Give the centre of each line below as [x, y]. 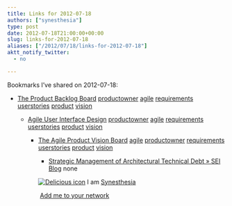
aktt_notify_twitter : [39, 53]
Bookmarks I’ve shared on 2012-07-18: [63, 85]
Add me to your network [75, 195]
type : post [23, 26]
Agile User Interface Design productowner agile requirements [115, 119]
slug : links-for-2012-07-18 [48, 40]
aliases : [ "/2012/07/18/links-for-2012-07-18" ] [77, 46]
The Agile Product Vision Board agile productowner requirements [131, 140]
